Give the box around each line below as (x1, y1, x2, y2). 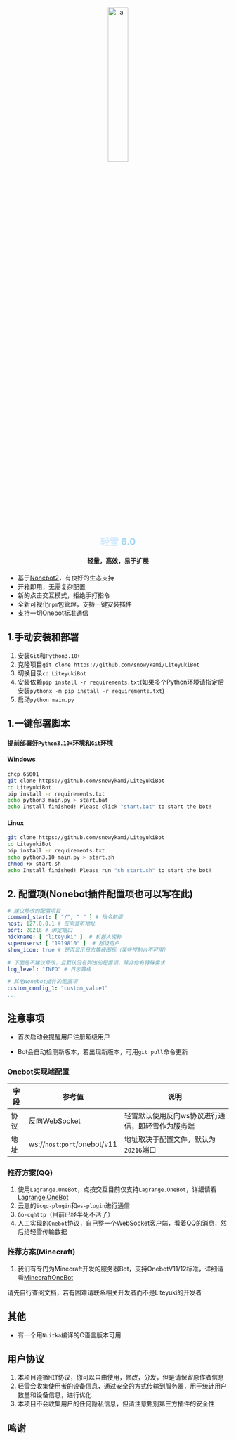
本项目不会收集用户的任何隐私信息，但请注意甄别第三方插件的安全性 (17, 1399, 215, 1408)
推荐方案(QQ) (7, 1168, 53, 1178)
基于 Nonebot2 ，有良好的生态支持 (17, 573, 114, 582)
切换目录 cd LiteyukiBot (17, 668, 87, 677)
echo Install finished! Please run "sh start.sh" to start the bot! (7, 867, 212, 874)
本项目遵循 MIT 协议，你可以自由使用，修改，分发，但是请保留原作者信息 (17, 1373, 225, 1382)
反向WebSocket (28, 1116, 81, 1126)
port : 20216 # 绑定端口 (7, 927, 72, 934)
